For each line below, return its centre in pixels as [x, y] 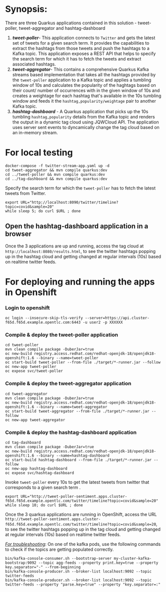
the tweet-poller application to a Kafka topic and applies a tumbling [82, 80]
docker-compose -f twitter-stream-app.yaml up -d [57, 166]
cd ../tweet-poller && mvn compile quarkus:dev [55, 175]
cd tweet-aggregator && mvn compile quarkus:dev [56, 170]
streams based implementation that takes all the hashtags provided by [84, 74]
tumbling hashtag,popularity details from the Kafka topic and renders [83, 117]
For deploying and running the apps [80, 282]
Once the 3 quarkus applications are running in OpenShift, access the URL [81, 515]
